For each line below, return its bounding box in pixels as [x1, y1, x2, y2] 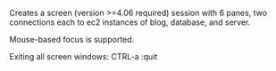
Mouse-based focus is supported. [9, 35, 135, 44]
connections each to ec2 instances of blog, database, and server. [9, 17, 251, 28]
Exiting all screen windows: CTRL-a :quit [9, 51, 158, 61]
